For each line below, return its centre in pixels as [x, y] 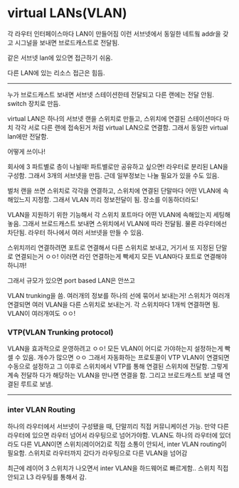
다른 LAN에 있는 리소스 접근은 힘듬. [56, 73]
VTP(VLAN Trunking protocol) [60, 332]
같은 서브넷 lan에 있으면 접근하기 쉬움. [60, 58]
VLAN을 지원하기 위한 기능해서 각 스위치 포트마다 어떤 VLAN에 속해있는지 [110, 214]
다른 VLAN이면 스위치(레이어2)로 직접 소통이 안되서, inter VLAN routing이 [124, 444]
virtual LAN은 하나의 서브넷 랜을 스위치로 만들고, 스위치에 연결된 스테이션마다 [115, 118]
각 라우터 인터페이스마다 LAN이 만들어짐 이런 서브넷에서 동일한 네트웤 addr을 [115, 33]
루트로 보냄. [37, 384]
